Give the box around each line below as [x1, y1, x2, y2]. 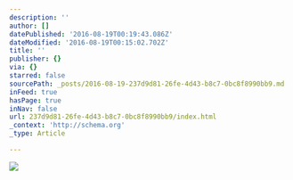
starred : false [9, 71, 66, 80]
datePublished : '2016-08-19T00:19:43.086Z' [9, 29, 174, 38]
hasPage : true [9, 95, 62, 105]
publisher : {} [9, 54, 62, 63]
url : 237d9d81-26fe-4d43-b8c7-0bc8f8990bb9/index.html [9, 112, 217, 121]
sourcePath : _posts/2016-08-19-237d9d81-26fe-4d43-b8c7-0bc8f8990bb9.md [9, 79, 285, 88]
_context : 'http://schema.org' [9, 121, 126, 130]
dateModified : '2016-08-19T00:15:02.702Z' [9, 37, 169, 47]
